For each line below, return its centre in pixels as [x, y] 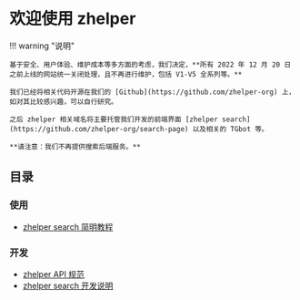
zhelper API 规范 [53, 274]
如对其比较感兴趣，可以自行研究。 [64, 101]
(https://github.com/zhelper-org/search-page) [99, 129]
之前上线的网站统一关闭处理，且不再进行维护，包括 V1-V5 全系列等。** [126, 74]
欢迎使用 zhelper [73, 19]
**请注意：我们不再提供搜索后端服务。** [75, 147]
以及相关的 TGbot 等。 [230, 129]
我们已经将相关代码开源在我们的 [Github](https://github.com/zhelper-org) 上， [152, 92]
